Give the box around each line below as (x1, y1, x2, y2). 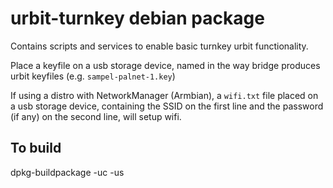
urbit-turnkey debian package (10, 7, 265, 30)
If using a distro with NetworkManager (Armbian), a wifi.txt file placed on (10, 89, 319, 101)
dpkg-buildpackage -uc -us (10, 166, 125, 178)
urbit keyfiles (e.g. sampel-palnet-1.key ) (10, 70, 176, 82)
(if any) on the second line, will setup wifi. (10, 110, 182, 122)
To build (10, 140, 62, 157)
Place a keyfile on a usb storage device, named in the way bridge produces (10, 59, 321, 71)
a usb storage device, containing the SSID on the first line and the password (10, 100, 324, 112)
